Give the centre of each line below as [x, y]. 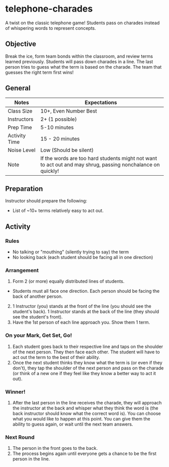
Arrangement [22, 270]
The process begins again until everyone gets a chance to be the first [84, 454]
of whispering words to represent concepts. [51, 28]
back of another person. [37, 296]
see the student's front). [37, 317]
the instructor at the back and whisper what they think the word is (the [85, 408]
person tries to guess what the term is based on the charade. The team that [83, 67]
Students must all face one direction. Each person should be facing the [86, 291]
